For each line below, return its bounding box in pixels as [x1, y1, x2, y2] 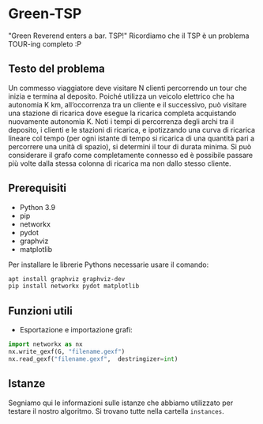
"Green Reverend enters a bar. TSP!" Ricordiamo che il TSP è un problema [8, 31, 250, 40]
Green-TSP [8, 5, 82, 23]
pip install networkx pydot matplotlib [8, 282, 140, 291]
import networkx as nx [8, 340, 83, 348]
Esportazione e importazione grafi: [19, 325, 133, 335]
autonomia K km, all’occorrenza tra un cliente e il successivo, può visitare [8, 99, 247, 109]
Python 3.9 [19, 202, 56, 212]
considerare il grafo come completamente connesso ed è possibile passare [8, 150, 254, 159]
